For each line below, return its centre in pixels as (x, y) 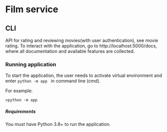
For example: (19, 91)
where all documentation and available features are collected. (70, 51)
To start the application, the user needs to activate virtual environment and (84, 75)
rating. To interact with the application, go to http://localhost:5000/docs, (81, 46)
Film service (32, 9)
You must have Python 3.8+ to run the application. (58, 124)
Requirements (20, 111)
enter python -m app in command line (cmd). (53, 81)
